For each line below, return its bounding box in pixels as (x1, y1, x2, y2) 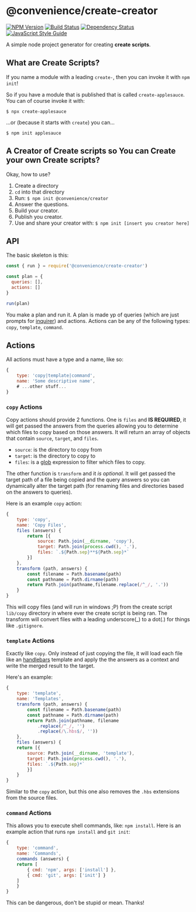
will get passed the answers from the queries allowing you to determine (6, 422, 178, 429)
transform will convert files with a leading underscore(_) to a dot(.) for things (6, 616, 190, 623)
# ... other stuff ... (16, 384, 67, 390)
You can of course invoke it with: (6, 97, 85, 104)
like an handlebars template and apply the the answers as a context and (6, 656, 180, 663)
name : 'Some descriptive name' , (16, 378, 95, 384)
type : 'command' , (16, 845, 59, 851)
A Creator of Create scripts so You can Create (6, 146, 176, 156)
